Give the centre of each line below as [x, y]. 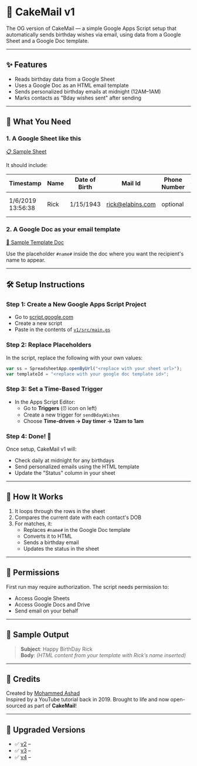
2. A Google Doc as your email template [63, 229]
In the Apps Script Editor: [45, 402]
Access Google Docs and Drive [52, 604]
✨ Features [27, 65]
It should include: [27, 165]
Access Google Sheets [42, 598]
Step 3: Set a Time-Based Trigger [55, 389]
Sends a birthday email [51, 542]
